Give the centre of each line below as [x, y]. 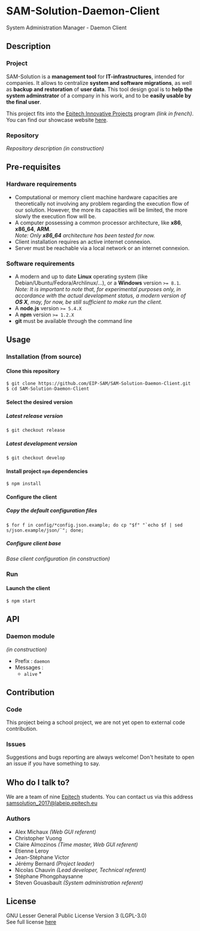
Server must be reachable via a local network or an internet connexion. [102, 248]
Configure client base [34, 544]
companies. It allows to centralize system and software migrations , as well [99, 83]
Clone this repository [33, 371]
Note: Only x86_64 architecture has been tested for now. [85, 235]
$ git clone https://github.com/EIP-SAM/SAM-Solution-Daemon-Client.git [99, 384]
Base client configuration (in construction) [58, 558]
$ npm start [21, 601]
